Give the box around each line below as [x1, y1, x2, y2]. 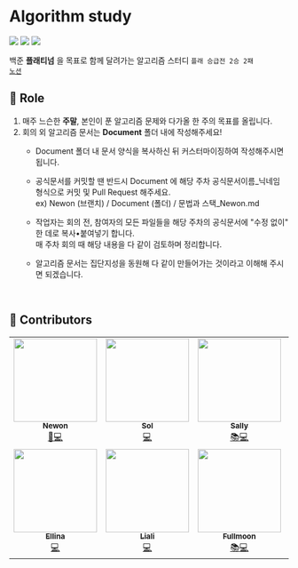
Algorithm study [9, 6, 132, 27]
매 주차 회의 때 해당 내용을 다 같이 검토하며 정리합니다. [35, 238, 223, 250]
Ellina [45, 532, 66, 541]
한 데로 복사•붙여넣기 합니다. [35, 228, 135, 238]
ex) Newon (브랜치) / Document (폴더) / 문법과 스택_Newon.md [35, 197, 260, 208]
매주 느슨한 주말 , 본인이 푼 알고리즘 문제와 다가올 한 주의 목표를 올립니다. [21, 116, 273, 126]
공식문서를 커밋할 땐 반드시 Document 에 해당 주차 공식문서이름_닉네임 [35, 175, 281, 186]
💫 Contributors [9, 313, 93, 328]
